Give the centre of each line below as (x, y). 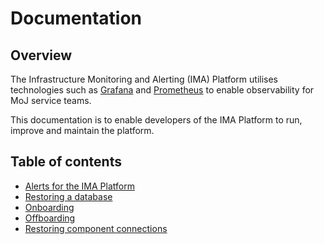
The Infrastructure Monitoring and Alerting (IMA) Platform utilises (144, 79)
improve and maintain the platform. (82, 130)
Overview (41, 55)
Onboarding (49, 207)
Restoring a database (68, 196)
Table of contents (66, 162)
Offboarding (50, 218)
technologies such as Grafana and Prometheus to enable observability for (162, 90)
